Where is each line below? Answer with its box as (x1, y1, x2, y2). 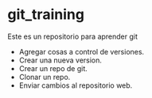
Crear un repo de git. (18, 63, 88, 73)
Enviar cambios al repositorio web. (18, 81, 133, 90)
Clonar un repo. (18, 72, 71, 81)
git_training (7, 6, 85, 24)
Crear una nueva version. (18, 55, 103, 65)
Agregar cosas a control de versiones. (18, 47, 145, 56)
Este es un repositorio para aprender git (7, 32, 138, 41)
